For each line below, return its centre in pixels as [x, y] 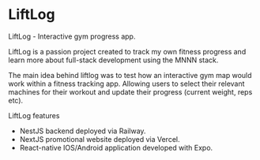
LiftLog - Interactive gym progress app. [72, 36]
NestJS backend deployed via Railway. [83, 131]
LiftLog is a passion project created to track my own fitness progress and [127, 51]
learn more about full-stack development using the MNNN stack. [113, 60]
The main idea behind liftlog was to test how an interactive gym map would [130, 75]
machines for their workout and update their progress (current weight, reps [130, 91]
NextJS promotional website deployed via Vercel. [100, 139]
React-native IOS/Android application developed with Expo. [116, 147]
